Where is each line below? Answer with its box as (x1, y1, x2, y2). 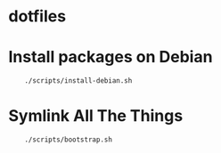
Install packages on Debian (8, 47, 213, 68)
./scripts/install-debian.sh (24, 76, 133, 85)
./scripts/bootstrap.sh (24, 135, 113, 144)
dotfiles (8, 6, 67, 27)
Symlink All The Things (8, 106, 184, 126)
